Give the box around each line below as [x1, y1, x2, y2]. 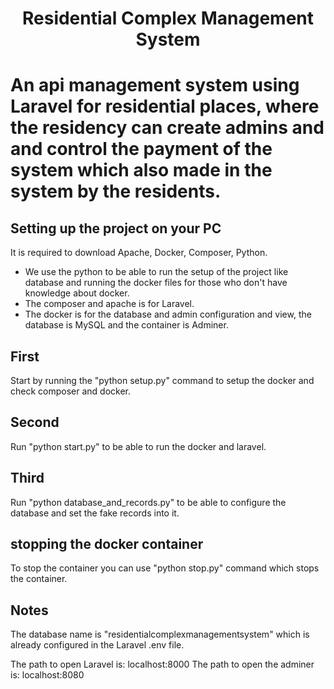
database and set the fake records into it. [10, 507, 180, 519]
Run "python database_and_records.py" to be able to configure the [10, 496, 287, 508]
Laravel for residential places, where [10, 95, 320, 118]
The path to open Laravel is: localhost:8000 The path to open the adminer [10, 658, 315, 671]
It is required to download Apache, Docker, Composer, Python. [10, 247, 268, 259]
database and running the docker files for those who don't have [24, 277, 288, 289]
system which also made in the [10, 159, 273, 182]
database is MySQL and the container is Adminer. [24, 319, 229, 331]
